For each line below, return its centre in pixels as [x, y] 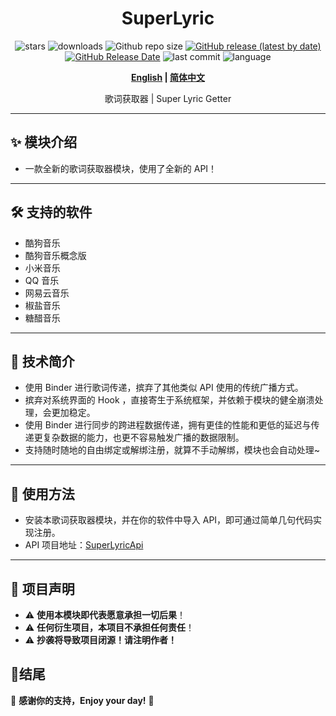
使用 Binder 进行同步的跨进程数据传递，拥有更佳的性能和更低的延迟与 [168, 425]
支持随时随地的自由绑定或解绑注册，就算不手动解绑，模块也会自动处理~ [172, 450]
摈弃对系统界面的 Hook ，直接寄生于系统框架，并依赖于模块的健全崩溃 [169, 400]
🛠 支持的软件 [51, 212]
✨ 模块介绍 [44, 142]
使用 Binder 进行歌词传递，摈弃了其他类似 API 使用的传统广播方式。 [164, 388]
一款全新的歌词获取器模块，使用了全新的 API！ [121, 168]
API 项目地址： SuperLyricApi [84, 545]
